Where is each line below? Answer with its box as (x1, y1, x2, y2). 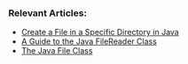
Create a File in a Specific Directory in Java (20, 27, 179, 38)
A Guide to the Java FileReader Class (20, 36, 157, 46)
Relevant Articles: (8, 7, 88, 19)
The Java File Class (20, 46, 93, 56)
